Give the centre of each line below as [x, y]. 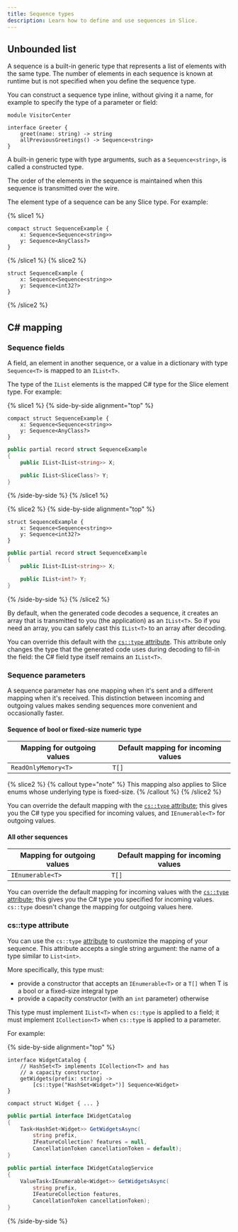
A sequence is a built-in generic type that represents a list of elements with [117, 66]
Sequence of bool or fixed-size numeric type [74, 729]
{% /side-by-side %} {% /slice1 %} [58, 496]
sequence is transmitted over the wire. [63, 188]
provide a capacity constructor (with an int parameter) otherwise [113, 998]
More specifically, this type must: [56, 969]
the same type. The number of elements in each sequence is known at [110, 74]
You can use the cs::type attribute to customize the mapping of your [108, 941]
